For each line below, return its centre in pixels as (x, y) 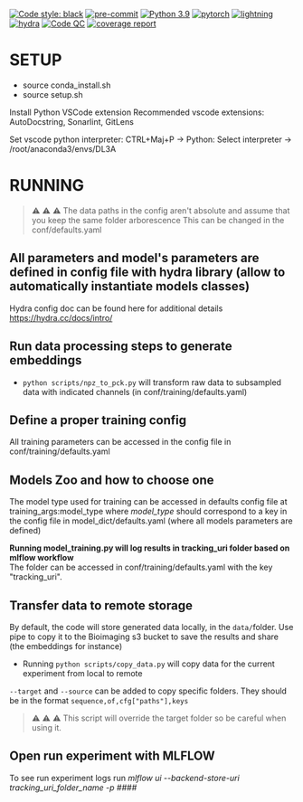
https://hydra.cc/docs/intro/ (61, 317)
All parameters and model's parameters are (134, 258)
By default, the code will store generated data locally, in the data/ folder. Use (151, 627)
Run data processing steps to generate (121, 347)
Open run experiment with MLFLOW (112, 756)
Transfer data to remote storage (101, 605)
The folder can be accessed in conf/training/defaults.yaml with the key (141, 567)
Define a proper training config (98, 420)
